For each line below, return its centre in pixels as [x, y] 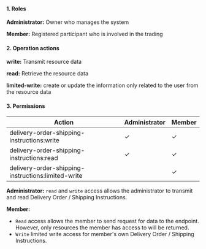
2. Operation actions [33, 48]
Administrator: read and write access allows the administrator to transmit [100, 191]
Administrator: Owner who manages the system [68, 22]
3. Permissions [26, 106]
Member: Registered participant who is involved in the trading [85, 34]
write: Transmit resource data [44, 62]
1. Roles [16, 9]
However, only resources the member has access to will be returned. [102, 228]
